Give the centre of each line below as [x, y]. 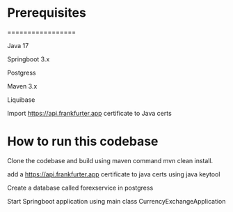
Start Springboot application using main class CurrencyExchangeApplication [116, 201]
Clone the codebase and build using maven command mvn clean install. [110, 160]
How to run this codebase [83, 142]
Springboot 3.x [29, 59]
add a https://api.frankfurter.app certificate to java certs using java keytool [114, 174]
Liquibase [21, 100]
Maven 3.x [22, 86]
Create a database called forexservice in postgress [80, 188]
